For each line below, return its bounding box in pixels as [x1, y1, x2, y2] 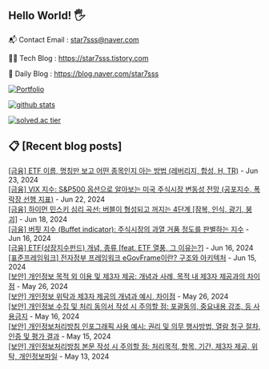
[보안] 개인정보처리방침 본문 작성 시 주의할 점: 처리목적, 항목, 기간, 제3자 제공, [8, 341, 250, 351]
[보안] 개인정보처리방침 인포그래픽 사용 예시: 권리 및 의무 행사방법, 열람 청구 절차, [8, 321, 261, 331]
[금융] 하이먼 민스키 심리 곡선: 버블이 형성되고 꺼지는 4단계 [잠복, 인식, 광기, [8, 204, 244, 214]
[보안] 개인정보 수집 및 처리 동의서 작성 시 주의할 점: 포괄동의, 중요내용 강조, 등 [8, 301, 252, 311]
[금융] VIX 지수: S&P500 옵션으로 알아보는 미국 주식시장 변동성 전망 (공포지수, [8, 184, 252, 194]
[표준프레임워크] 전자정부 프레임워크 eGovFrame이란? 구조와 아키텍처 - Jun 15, [8, 253, 257, 263]
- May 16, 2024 [29, 311, 80, 321]
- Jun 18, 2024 [18, 214, 68, 224]
